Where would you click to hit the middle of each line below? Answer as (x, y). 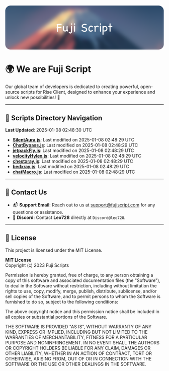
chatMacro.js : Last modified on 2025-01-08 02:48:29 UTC (74, 172)
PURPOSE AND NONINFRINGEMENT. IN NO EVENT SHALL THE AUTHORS (82, 342)
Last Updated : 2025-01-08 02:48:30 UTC (49, 130)
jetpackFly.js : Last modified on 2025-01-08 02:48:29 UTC (73, 151)
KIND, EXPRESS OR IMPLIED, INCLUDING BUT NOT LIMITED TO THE (76, 332)
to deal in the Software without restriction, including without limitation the (81, 285)
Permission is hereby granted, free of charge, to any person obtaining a (79, 275)
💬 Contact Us (26, 193)
